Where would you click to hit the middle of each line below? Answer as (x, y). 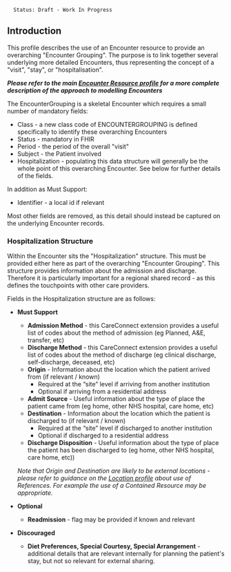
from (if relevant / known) (63, 377)
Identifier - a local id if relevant (61, 202)
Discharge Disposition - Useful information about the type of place (123, 443)
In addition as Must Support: (47, 189)
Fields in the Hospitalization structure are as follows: (81, 299)
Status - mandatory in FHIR (56, 139)
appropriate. (35, 493)
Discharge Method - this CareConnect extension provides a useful (122, 348)
